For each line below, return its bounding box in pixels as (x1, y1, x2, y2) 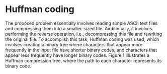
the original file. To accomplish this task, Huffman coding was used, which (5, 36, 159, 42)
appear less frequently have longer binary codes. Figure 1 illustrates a (5, 52, 150, 58)
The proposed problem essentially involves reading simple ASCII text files (5, 20, 158, 26)
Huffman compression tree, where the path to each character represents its (5, 57, 162, 63)
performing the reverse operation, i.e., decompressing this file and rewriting (5, 31, 162, 37)
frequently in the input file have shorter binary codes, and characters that (5, 47, 157, 53)
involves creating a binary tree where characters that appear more (5, 41, 142, 47)
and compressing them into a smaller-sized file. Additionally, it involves (5, 25, 152, 31)
